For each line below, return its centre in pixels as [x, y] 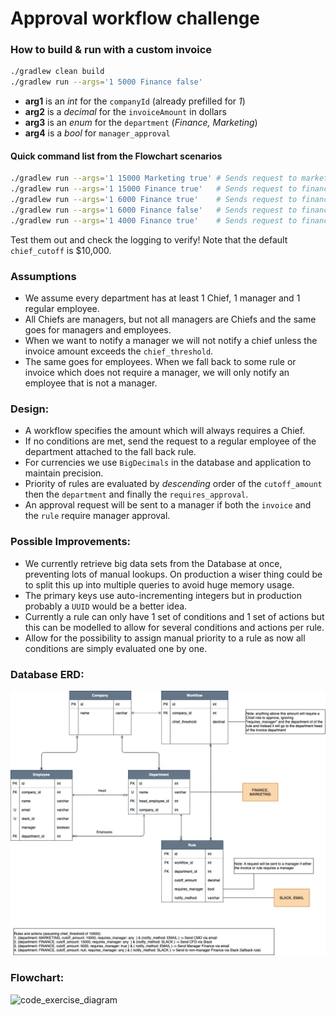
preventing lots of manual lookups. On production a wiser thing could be [173, 574]
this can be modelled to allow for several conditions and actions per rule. [174, 627]
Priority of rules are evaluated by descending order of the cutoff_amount [173, 484]
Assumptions [43, 276]
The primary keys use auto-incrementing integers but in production [163, 595]
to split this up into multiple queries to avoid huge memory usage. [159, 584]
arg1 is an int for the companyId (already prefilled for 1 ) [135, 101]
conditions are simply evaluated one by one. [116, 648]
